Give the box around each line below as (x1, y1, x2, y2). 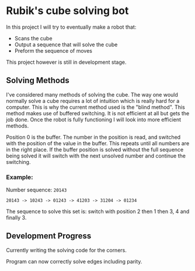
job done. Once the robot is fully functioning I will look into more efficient (6, 116, 182, 123)
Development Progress (6, 231, 92, 241)
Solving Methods (6, 76, 69, 85)
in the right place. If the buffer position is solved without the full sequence (6, 146, 184, 153)
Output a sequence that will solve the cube (14, 41, 118, 48)
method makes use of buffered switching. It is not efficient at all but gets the (6, 109, 190, 116)
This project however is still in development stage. (6, 59, 127, 66)
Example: (6, 173, 33, 181)
